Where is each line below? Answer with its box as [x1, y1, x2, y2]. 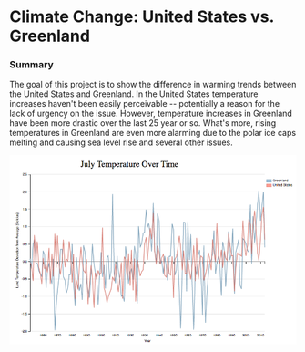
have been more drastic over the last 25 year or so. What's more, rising [9, 118, 277, 129]
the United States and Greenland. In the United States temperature [9, 88, 259, 99]
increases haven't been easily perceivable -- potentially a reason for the [9, 98, 280, 109]
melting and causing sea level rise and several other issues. [9, 137, 234, 148]
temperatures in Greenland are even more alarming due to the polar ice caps [9, 128, 297, 139]
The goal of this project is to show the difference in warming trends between [9, 79, 297, 90]
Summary [9, 58, 55, 71]
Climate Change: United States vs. [9, 6, 275, 27]
